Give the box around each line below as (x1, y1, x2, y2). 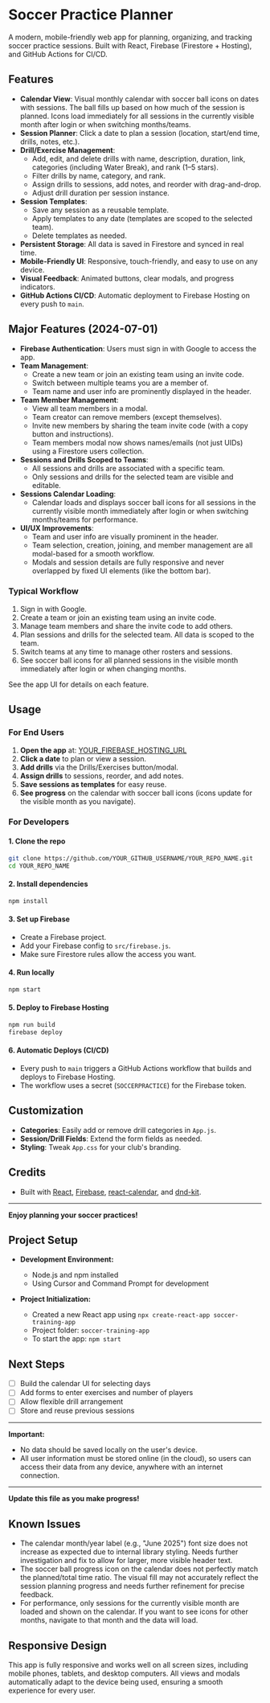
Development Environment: (19, 1254, 114, 1264)
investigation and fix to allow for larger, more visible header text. (19, 1556, 233, 1566)
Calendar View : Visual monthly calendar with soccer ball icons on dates (19, 94, 260, 104)
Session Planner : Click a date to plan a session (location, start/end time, (19, 128, 260, 137)
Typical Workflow (8, 585, 79, 597)
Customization (8, 1104, 84, 1118)
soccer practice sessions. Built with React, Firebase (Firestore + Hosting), (8, 40, 252, 50)
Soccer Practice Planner (8, 6, 174, 24)
